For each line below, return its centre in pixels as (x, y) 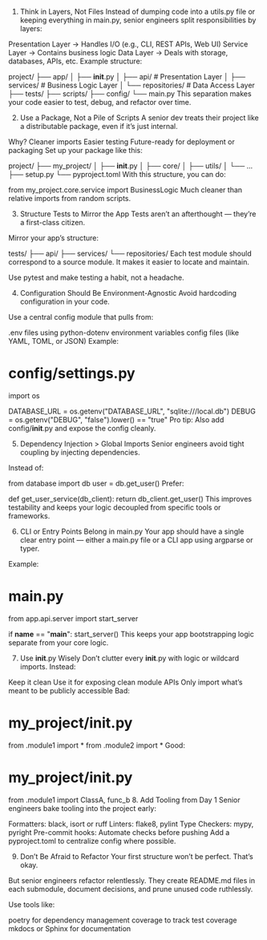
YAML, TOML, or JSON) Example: (63, 341)
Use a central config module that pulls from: (81, 317)
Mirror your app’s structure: (53, 238)
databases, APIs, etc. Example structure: (75, 61)
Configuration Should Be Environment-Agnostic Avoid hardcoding (128, 293)
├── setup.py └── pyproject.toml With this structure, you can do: (117, 174)
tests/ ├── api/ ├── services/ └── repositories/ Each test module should (130, 253)
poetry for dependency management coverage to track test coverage (123, 920)
